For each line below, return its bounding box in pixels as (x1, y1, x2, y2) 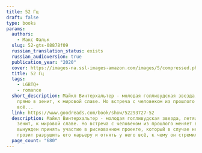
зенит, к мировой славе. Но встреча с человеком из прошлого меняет (17, 121, 192, 127)
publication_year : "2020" (11, 59, 77, 65)
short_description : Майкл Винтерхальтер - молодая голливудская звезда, (11, 93, 198, 99)
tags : (11, 76, 26, 82)
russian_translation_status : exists (11, 48, 103, 54)
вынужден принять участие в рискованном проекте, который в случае (17, 126, 189, 133)
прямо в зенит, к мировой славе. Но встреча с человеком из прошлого (17, 98, 195, 104)
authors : (11, 31, 34, 37)
